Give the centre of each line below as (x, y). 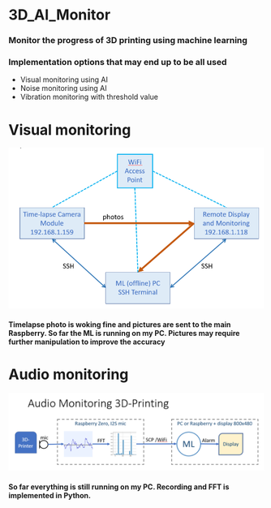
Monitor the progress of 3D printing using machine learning (128, 41)
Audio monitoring (69, 374)
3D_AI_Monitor (60, 15)
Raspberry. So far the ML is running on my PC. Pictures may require (124, 333)
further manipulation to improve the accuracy (87, 342)
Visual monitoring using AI (64, 80)
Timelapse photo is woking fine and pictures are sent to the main (120, 324)
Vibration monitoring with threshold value (89, 97)
